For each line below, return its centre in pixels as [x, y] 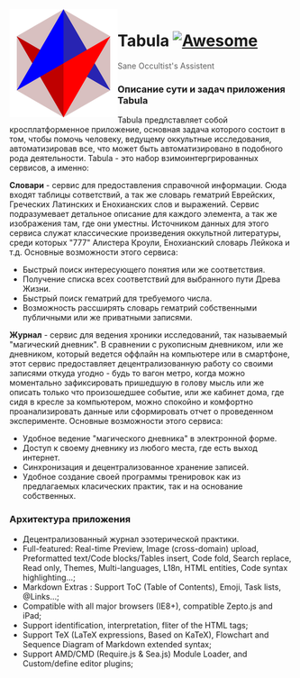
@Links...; [41, 596]
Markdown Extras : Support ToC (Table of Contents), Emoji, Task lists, [152, 587]
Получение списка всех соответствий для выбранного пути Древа [151, 279]
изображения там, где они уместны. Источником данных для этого [139, 223]
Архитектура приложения [70, 520]
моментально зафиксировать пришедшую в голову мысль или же [136, 383]
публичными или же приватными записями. [107, 318]
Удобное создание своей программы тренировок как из [132, 477]
